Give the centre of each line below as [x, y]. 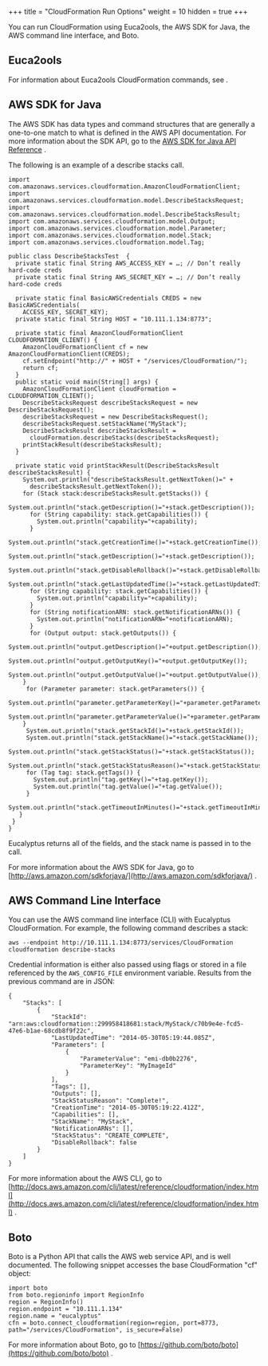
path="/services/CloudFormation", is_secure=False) [96, 1330]
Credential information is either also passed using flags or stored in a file [128, 965]
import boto [28, 1288]
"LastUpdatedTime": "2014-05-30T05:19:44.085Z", [133, 1038]
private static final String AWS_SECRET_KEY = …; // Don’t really [128, 277]
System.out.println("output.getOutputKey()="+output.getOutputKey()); [128, 661]
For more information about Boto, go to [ [75, 1345]
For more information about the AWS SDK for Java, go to [101, 867]
